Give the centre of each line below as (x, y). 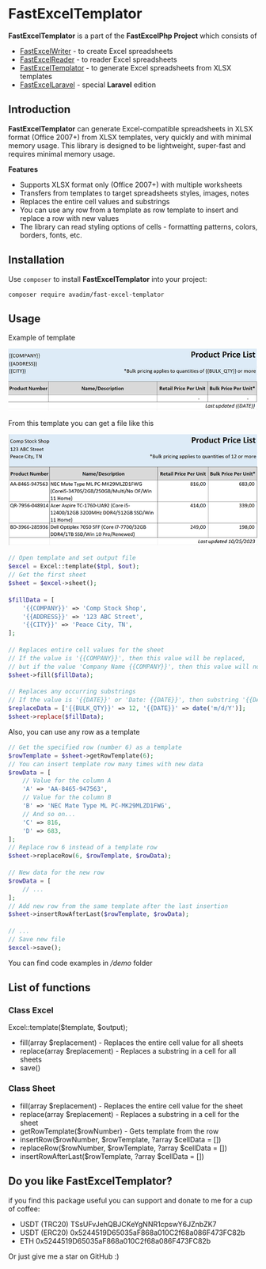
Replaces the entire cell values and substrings (95, 201)
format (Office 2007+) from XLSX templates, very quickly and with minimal (130, 137)
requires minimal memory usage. (62, 154)
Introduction (40, 110)
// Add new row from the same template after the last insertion (118, 906)
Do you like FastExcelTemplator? (90, 1182)
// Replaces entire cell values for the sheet (86, 650)
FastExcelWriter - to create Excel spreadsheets (96, 51)
